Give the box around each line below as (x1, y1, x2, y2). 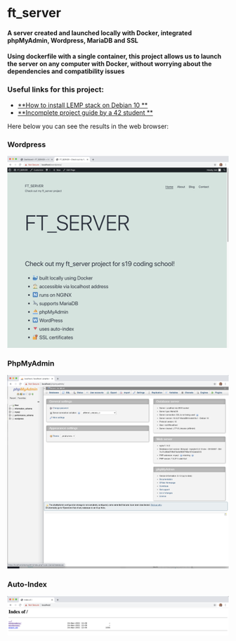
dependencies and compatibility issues (7, 67, 125, 75)
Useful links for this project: (7, 85, 104, 94)
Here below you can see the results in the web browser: (7, 122, 169, 130)
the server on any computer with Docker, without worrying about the (7, 60, 212, 68)
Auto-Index (7, 580, 47, 590)
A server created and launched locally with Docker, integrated (7, 28, 192, 37)
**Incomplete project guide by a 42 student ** (17, 108, 153, 117)
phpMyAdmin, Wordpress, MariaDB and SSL (7, 36, 138, 44)
